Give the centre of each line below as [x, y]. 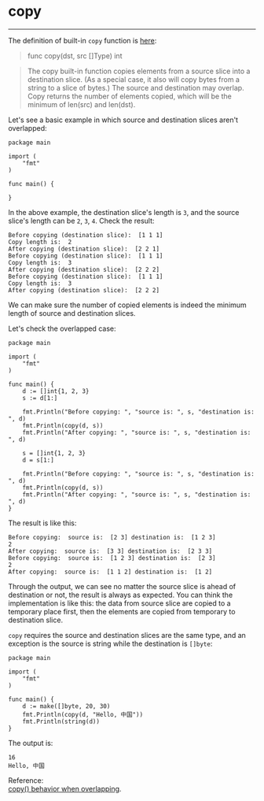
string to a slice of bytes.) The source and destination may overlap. [136, 87]
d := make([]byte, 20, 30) [66, 706]
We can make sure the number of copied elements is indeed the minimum [128, 305]
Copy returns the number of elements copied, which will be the [129, 96]
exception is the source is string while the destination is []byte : [110, 643]
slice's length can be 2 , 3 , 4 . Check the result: [81, 221]
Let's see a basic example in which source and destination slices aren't [123, 120]
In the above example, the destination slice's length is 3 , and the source [124, 212]
